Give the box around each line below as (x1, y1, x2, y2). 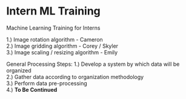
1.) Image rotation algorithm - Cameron (6, 36, 103, 43)
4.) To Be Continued (6, 86, 58, 93)
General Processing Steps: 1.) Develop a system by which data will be (6, 60, 180, 68)
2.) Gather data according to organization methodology (6, 73, 144, 80)
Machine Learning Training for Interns (6, 24, 101, 31)
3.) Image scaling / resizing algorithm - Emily (6, 48, 118, 56)
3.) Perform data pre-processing (6, 80, 88, 87)
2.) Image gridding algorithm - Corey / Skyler (6, 42, 119, 49)
